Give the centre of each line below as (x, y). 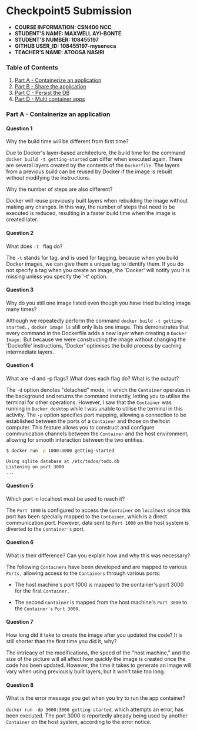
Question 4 (20, 365)
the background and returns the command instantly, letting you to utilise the (98, 396)
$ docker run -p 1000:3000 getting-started (60, 451)
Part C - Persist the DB (42, 93)
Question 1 (19, 128)
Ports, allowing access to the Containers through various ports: (83, 573)
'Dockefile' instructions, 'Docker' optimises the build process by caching (94, 345)
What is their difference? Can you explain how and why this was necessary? (98, 555)
